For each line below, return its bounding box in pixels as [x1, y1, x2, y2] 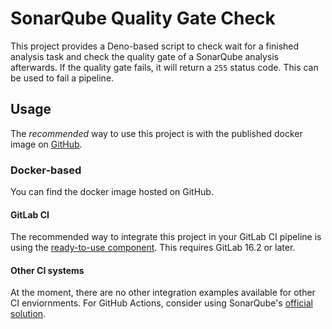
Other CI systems [10, 264, 85, 276]
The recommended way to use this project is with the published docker [10, 127, 303, 139]
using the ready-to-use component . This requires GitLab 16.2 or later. [10, 242, 296, 254]
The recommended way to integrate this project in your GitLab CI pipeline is [10, 231, 322, 243]
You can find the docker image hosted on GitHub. [10, 186, 214, 198]
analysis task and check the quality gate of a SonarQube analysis [10, 50, 279, 62]
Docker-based [10, 163, 82, 177]
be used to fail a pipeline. [10, 72, 115, 84]
